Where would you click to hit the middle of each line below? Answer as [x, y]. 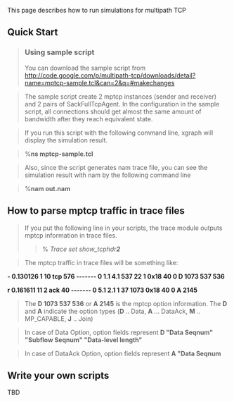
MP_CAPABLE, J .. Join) [59, 318]
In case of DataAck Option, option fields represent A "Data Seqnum [123, 353]
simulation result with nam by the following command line [108, 175]
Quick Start [33, 32]
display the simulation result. [66, 140]
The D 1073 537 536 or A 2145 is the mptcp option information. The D [126, 303]
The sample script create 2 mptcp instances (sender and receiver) [120, 96]
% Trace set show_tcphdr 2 [81, 249]
